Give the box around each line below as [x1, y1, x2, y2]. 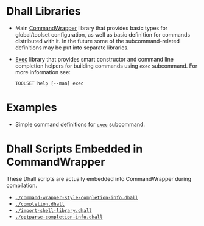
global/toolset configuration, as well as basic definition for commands [15, 30, 191, 38]
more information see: [15, 68, 71, 76]
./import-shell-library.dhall [15, 207, 93, 214]
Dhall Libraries [6, 4, 81, 18]
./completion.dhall [15, 201, 65, 207]
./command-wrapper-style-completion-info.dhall [15, 194, 138, 200]
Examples [6, 101, 57, 115]
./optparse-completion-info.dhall [15, 214, 103, 220]
